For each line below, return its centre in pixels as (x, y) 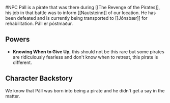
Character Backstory (39, 78)
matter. (13, 96)
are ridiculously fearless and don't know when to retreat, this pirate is (85, 57)
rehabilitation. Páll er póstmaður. (39, 23)
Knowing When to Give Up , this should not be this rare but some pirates (88, 52)
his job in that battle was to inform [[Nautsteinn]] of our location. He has (81, 13)
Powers (18, 39)
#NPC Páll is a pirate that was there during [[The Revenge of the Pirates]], (83, 7)
